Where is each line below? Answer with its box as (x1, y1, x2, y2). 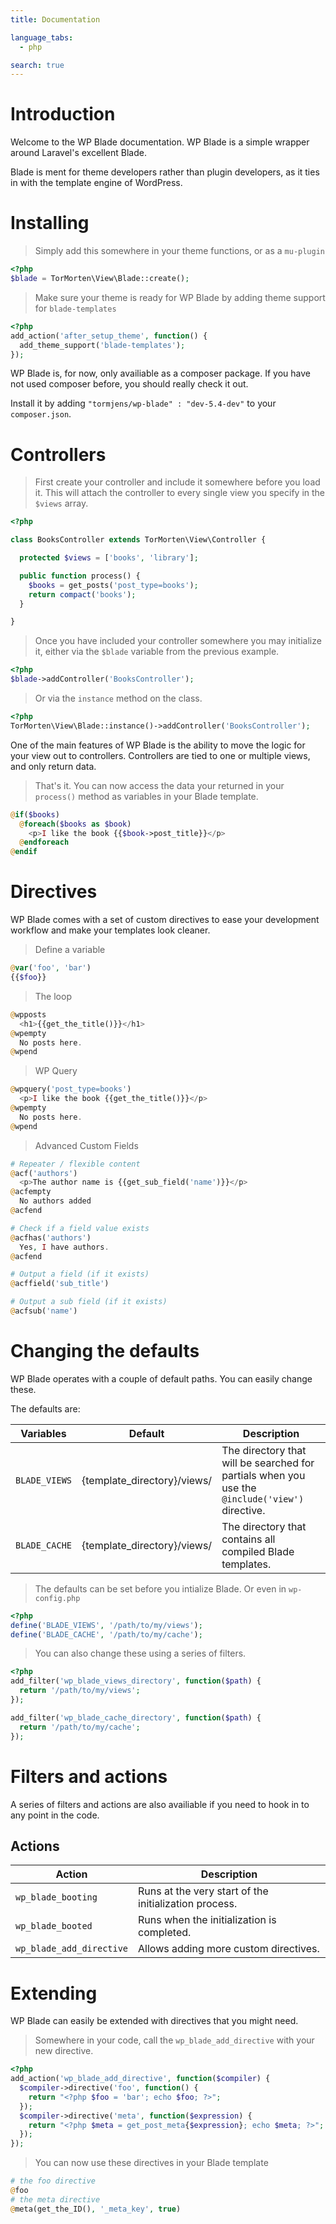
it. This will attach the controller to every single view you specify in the (34, 487, 326, 499)
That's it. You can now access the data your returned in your (34, 779, 285, 791)
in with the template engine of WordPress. (10, 177, 183, 189)
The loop (34, 990, 72, 1002)
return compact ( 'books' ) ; (28, 589, 137, 600)
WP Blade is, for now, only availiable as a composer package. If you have (10, 367, 312, 380)
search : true (10, 60, 65, 70)
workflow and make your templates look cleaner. (10, 924, 211, 936)
